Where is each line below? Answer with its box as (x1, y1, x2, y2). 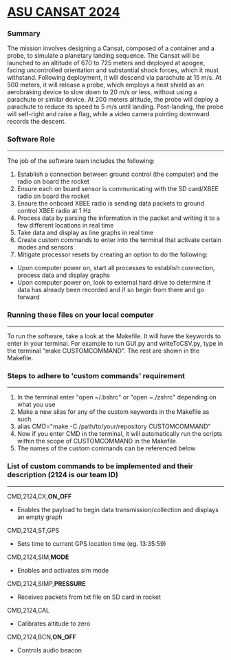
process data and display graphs (16, 271, 110, 279)
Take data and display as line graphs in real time (16, 228, 154, 236)
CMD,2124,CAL (7, 606, 50, 614)
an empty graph (16, 513, 63, 521)
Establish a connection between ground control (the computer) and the (16, 170, 219, 178)
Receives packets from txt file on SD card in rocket (16, 593, 162, 601)
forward (16, 293, 40, 301)
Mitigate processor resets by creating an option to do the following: (16, 250, 208, 258)
